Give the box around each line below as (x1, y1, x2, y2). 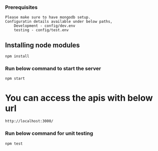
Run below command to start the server (5, 65, 101, 72)
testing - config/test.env (14, 28, 69, 33)
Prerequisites (5, 4, 38, 11)
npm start (5, 76, 25, 81)
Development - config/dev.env (14, 23, 76, 28)
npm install (5, 54, 29, 59)
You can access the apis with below (5, 92, 153, 103)
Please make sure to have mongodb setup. (5, 15, 91, 20)
